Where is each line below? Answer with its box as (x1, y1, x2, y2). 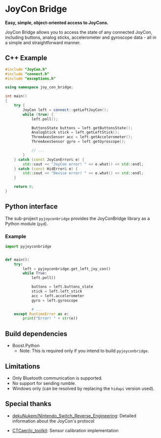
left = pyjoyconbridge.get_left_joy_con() (23, 266, 111, 271)
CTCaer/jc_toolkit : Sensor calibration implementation (12, 427, 119, 433)
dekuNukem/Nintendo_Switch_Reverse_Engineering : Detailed (12, 412, 136, 418)
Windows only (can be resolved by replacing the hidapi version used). (12, 385, 155, 391)
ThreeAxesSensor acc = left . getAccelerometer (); (31, 135, 133, 139)
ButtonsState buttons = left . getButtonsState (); (31, 125, 133, 131)
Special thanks (5, 400, 52, 408)
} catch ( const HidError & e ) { (14, 166, 78, 171)
